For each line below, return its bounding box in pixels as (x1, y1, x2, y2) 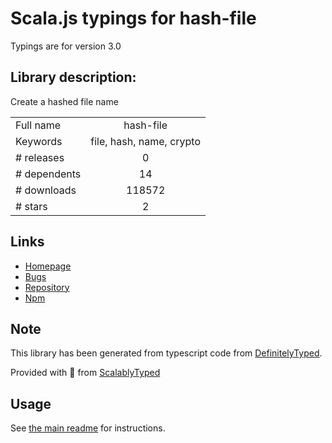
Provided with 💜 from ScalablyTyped (10, 367, 161, 379)
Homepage (24, 260, 72, 272)
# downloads (15, 183, 77, 197)
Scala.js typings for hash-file (10, 7, 257, 30)
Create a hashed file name (10, 95, 119, 107)
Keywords (15, 134, 63, 148)
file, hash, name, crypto (90, 134, 202, 148)
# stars (15, 199, 48, 213)
